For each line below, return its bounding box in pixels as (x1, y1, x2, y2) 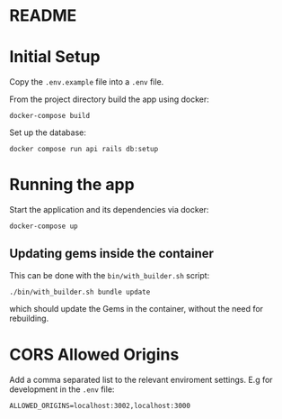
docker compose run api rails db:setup (9, 145, 159, 154)
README (9, 5, 77, 26)
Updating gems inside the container (9, 246, 214, 261)
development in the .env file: (9, 384, 115, 395)
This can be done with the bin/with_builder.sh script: (9, 269, 210, 280)
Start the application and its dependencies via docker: (9, 205, 209, 215)
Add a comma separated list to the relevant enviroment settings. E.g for (9, 374, 273, 385)
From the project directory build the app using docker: (9, 94, 209, 105)
